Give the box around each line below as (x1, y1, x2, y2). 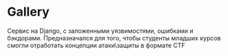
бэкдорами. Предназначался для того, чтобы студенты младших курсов (7, 33, 222, 42)
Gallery (7, 4, 50, 20)
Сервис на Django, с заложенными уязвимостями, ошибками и (7, 27, 194, 35)
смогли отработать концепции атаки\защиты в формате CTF (7, 41, 186, 49)
